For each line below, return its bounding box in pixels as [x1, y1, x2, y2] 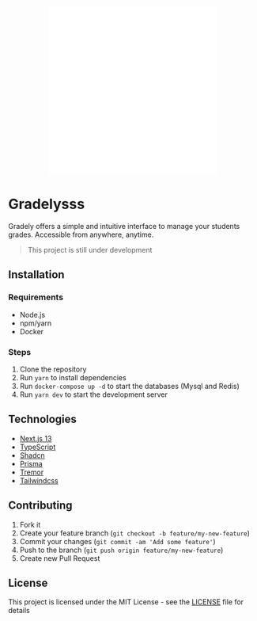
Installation [8, 268, 65, 282]
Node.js [19, 310, 46, 319]
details [8, 606, 30, 615]
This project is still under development [27, 245, 153, 254]
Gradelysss [8, 196, 85, 213]
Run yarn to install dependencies [19, 372, 127, 382]
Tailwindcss [19, 475, 59, 485]
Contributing [8, 499, 73, 512]
